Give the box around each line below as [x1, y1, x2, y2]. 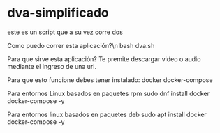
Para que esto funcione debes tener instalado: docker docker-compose [7, 75, 213, 84]
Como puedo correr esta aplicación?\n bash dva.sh [7, 41, 155, 49]
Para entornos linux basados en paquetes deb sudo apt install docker [7, 110, 207, 118]
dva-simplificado [7, 5, 110, 21]
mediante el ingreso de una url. [7, 62, 96, 70]
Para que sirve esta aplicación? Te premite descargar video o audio [7, 54, 201, 63]
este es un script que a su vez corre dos [7, 28, 124, 36]
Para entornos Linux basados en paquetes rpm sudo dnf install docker [7, 89, 210, 97]
